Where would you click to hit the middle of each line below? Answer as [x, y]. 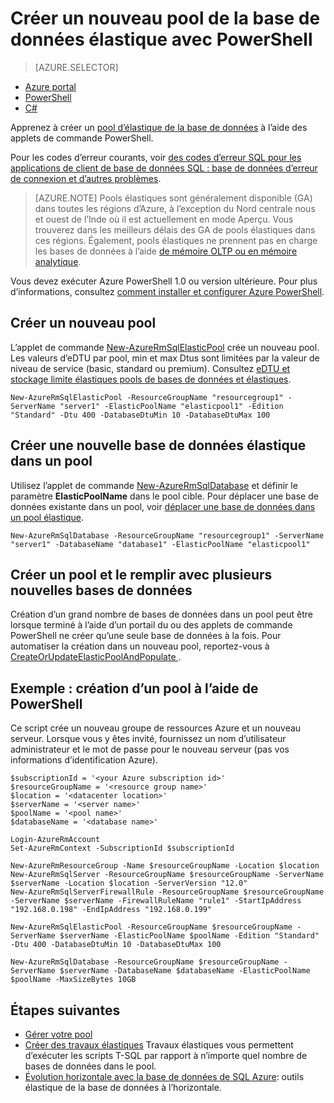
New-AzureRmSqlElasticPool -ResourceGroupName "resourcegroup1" [147, 397]
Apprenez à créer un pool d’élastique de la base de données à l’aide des [159, 127]
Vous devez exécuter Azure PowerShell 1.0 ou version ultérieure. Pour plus [164, 281]
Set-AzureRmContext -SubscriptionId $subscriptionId [122, 848]
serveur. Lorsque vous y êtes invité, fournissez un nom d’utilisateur [148, 739]
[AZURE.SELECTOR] [76, 67]
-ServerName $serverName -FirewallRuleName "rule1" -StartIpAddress [156, 901]
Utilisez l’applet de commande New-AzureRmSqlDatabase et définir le [154, 485]
